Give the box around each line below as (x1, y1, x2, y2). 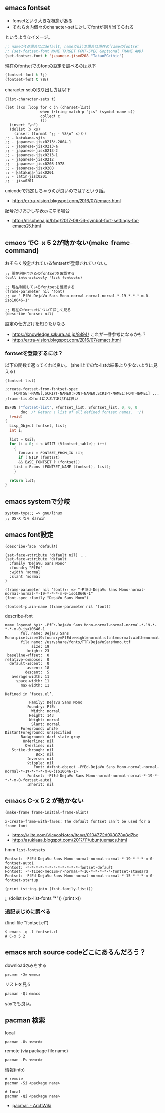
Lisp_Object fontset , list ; (9, 423, 67, 428)
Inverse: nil (27, 756, 54, 761)
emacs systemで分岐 (5, 497, 70, 506)
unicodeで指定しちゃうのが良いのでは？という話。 (5, 188, 108, 194)
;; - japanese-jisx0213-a (5, 144, 58, 149)
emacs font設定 (5, 530, 54, 539)
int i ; (9, 428, 23, 433)
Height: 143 (29, 713, 54, 718)
